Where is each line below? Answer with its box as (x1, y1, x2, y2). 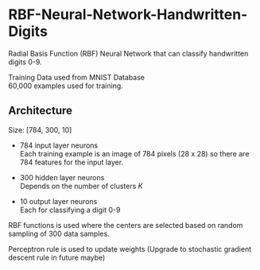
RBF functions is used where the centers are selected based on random (8, 220, 243, 229)
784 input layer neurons (19, 141, 99, 150)
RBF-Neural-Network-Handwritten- (8, 6, 248, 24)
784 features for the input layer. (19, 157, 124, 167)
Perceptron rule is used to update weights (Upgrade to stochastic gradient (8, 244, 252, 253)
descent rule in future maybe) (8, 253, 106, 262)
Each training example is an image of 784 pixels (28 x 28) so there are (19, 148, 250, 158)
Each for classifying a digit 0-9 (19, 205, 121, 214)
